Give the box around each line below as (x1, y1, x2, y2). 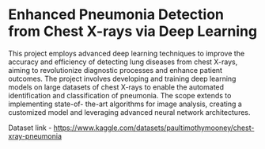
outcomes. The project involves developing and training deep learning (8, 74, 237, 83)
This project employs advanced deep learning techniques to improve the (8, 48, 245, 58)
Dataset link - (8, 123, 52, 132)
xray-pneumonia (8, 131, 62, 140)
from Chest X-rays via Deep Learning (8, 22, 258, 40)
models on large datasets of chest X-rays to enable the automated (8, 82, 224, 92)
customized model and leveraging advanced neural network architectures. (8, 107, 251, 117)
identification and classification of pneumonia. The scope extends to (8, 90, 232, 100)
